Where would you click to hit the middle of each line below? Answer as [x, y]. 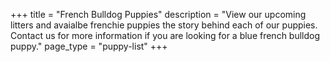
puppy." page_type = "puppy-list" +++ [89, 46]
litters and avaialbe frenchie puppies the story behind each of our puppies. [164, 25]
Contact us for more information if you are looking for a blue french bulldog [165, 35]
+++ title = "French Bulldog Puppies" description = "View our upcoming [158, 14]
